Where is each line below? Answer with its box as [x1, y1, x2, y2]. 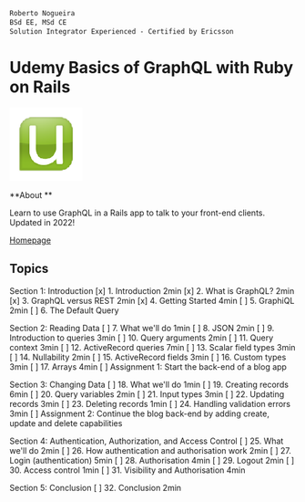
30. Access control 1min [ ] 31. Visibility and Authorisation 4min [9, 465, 246, 476]
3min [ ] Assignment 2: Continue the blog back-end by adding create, [9, 408, 270, 419]
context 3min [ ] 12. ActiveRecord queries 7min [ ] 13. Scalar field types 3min [9, 341, 296, 352]
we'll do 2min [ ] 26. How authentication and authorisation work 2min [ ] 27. [9, 444, 291, 455]
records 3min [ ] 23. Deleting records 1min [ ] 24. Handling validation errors [9, 398, 291, 409]
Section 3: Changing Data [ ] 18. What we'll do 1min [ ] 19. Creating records [9, 379, 290, 390]
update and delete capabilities [9, 417, 123, 428]
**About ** [9, 189, 53, 200]
